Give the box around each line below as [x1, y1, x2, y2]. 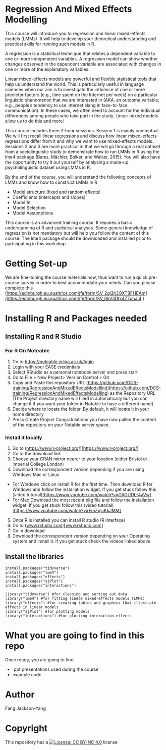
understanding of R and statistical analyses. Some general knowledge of [5, 224, 153, 231]
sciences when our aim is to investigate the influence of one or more [5, 86, 145, 92]
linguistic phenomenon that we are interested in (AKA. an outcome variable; [5, 97, 160, 103]
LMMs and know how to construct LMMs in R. [5, 179, 99, 185]
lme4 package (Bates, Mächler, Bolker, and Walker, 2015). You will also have [5, 154, 160, 160]
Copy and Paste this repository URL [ [12, 379, 88, 385]
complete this [5, 285, 33, 291]
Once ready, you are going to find [5, 656, 74, 662]
